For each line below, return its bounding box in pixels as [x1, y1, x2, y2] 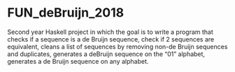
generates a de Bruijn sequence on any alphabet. [7, 57, 149, 65]
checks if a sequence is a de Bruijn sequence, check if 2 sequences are [7, 35, 215, 43]
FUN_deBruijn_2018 [7, 5, 124, 21]
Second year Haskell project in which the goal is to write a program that [7, 28, 213, 36]
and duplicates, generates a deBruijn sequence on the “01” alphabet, [7, 50, 205, 58]
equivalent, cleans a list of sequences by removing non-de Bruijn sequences [7, 42, 228, 51]
